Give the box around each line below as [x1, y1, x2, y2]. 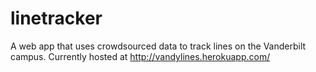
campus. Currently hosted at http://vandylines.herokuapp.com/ [10, 50, 271, 62]
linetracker [10, 7, 103, 30]
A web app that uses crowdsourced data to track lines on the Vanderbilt [10, 40, 307, 52]
